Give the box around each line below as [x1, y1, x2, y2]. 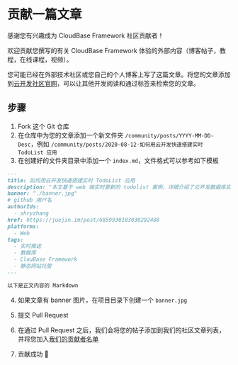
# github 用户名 [7, 196, 52, 204]
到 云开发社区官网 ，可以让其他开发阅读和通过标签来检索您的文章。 [7, 79, 200, 87]
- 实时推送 [13, 242, 42, 250]
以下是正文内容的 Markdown [7, 281, 79, 289]
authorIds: [7, 203, 40, 210]
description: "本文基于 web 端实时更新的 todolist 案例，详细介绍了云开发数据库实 [7, 184, 232, 191]
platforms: [7, 223, 40, 230]
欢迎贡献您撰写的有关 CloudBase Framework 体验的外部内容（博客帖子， [7, 46, 220, 55]
